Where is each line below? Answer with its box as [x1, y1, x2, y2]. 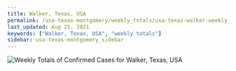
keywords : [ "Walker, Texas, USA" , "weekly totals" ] [7, 30, 162, 37]
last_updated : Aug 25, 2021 [7, 23, 90, 30]
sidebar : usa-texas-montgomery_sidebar [7, 37, 124, 44]
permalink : [7, 17, 39, 24]
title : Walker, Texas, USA [7, 10, 86, 18]
